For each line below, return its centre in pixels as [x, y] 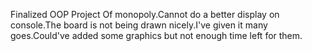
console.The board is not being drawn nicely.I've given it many [139, 25]
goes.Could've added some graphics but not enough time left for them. [156, 35]
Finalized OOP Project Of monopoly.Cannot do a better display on [145, 14]
